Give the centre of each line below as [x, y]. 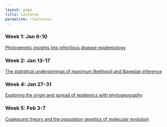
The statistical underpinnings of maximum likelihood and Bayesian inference [84, 71]
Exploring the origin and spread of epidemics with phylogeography [74, 95]
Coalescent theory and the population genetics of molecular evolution [77, 119]
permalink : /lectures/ [29, 19]
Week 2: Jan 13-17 [28, 60]
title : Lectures [22, 14]
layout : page [19, 10]
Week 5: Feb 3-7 [25, 108]
